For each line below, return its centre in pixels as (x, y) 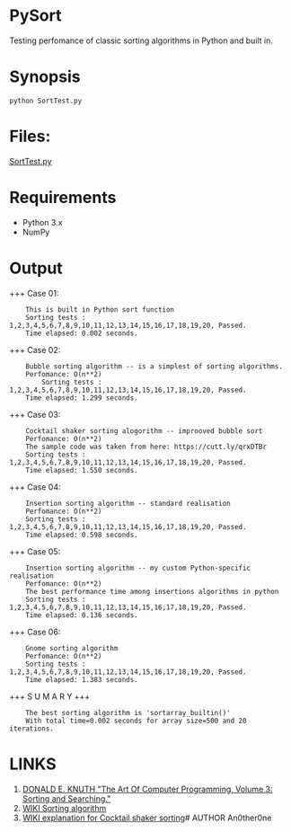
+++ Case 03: (35, 414)
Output (36, 268)
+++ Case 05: (35, 551)
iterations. (31, 729)
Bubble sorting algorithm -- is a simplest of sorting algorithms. (154, 366)
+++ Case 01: (34, 293)
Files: (30, 137)
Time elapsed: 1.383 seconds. (82, 679)
